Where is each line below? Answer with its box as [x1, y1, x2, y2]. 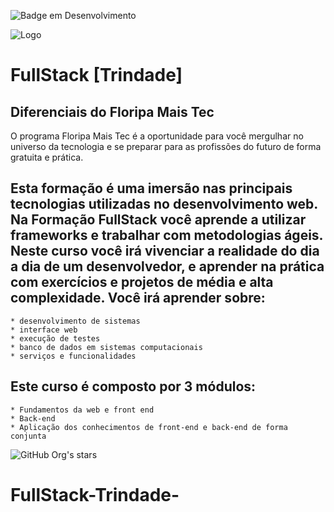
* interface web [10, 325, 78, 335]
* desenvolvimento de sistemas [10, 316, 141, 326]
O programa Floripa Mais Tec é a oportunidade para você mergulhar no [10, 130, 304, 142]
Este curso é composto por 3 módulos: [10, 378, 257, 395]
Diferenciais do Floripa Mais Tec [10, 103, 215, 120]
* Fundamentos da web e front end [10, 405, 155, 415]
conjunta [10, 431, 47, 441]
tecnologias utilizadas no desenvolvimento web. [10, 196, 318, 213]
